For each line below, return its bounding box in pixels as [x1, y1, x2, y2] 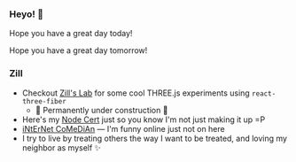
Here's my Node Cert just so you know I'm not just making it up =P [21, 114, 266, 125]
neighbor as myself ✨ [21, 142, 102, 153]
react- [251, 89, 277, 98]
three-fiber [21, 96, 66, 105]
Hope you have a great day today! [9, 28, 133, 39]
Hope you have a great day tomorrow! [9, 45, 148, 56]
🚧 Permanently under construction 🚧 [35, 104, 168, 115]
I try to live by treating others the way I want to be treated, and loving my [21, 133, 288, 143]
